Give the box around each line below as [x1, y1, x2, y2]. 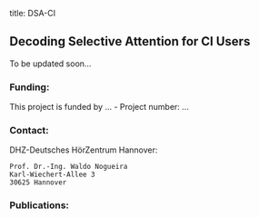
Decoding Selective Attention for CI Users [9, 34, 251, 49]
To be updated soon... [9, 58, 92, 69]
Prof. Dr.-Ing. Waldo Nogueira [9, 163, 128, 172]
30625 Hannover [9, 178, 67, 187]
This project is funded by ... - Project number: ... [9, 102, 189, 113]
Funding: [9, 81, 50, 94]
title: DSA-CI [9, 8, 56, 18]
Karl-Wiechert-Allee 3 [9, 170, 95, 180]
